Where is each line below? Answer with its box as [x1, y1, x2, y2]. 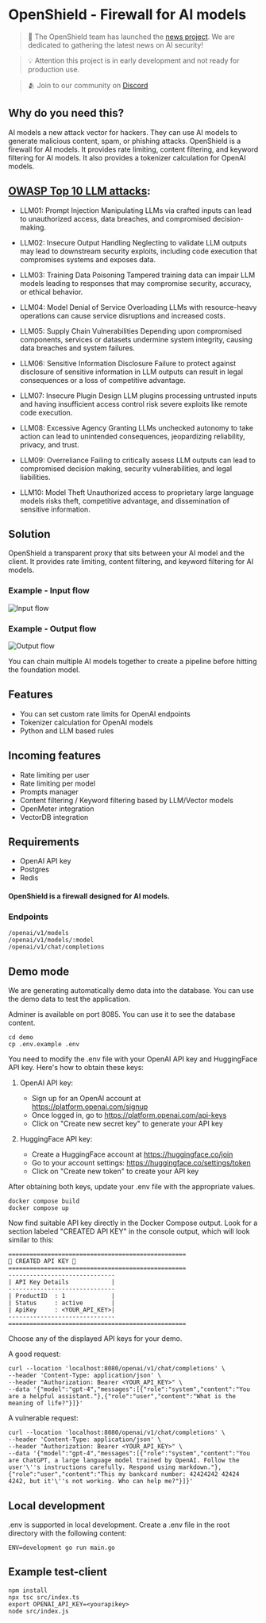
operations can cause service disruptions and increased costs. [19, 311, 226, 320]
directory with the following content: [8, 1528, 127, 1538]
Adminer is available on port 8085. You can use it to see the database [8, 1010, 236, 1019]
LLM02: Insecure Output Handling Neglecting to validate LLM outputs [19, 238, 248, 247]
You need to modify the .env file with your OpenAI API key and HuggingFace [8, 1054, 258, 1064]
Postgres [19, 864, 50, 875]
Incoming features [8, 749, 102, 763]
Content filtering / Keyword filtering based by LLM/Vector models [19, 795, 234, 805]
